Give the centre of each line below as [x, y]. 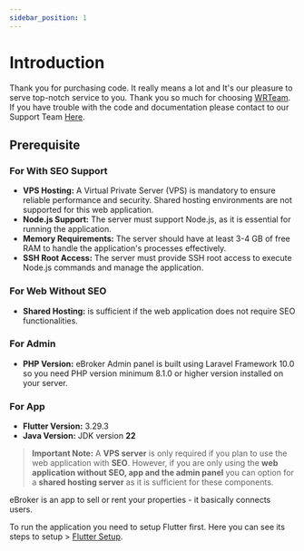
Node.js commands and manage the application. [113, 267]
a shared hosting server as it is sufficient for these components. [152, 482]
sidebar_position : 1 [49, 18]
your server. [45, 382]
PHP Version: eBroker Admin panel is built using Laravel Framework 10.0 [158, 363]
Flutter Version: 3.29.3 [65, 426]
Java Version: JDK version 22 [79, 436]
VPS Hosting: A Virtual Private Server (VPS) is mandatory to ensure [149, 190]
